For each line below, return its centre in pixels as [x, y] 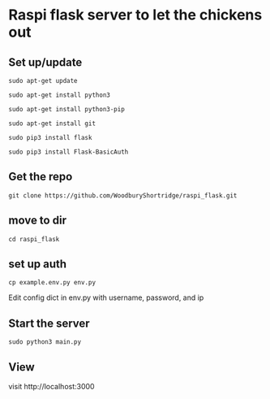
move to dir [38, 221]
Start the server [49, 323]
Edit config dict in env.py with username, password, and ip [106, 297]
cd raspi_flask [34, 239]
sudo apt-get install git [52, 124]
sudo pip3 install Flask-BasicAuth [69, 152]
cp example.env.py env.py [52, 283]
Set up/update [45, 62]
